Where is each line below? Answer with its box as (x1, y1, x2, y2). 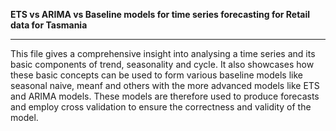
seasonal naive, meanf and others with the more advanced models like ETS (10, 80, 320, 91)
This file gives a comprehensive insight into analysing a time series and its (10, 48, 316, 59)
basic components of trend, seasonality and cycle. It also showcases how (10, 59, 315, 70)
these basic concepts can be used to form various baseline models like (10, 69, 303, 81)
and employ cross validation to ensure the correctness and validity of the (10, 101, 312, 113)
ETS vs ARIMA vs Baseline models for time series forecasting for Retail (10, 9, 311, 20)
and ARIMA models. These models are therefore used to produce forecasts (10, 90, 320, 102)
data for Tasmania (10, 19, 88, 31)
